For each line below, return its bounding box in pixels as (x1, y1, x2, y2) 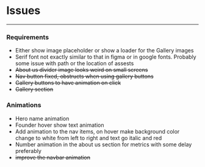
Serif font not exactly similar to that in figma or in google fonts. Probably (15, 53, 196, 61)
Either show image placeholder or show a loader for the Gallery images (15, 47, 194, 54)
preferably (15, 147, 41, 154)
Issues (6, 4, 41, 18)
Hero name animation (15, 115, 70, 122)
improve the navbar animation (15, 154, 90, 161)
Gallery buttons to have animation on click (15, 79, 121, 87)
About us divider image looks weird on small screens (15, 66, 148, 74)
